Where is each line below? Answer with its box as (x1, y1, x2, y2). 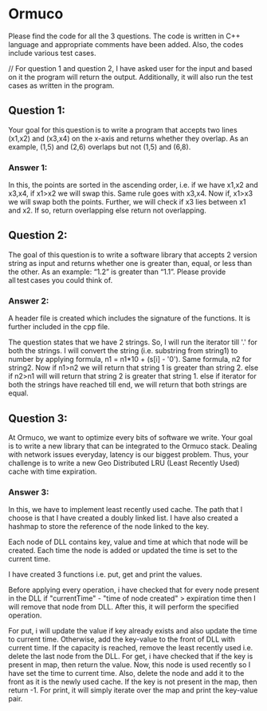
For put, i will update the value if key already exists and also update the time (8, 626, 257, 636)
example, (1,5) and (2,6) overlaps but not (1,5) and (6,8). (8, 141, 191, 152)
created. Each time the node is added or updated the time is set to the (8, 546, 238, 555)
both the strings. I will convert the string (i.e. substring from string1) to (8, 346, 238, 355)
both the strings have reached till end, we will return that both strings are (8, 380, 247, 390)
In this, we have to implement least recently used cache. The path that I (8, 505, 243, 514)
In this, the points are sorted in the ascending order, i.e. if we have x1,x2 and (8, 181, 259, 190)
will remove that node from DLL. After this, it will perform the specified (8, 602, 239, 612)
